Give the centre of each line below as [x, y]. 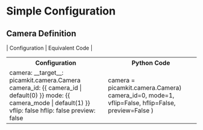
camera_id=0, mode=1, [141, 95]
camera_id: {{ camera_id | [46, 88]
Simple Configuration [61, 11]
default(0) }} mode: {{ [40, 95]
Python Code [151, 63]
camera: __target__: [37, 73]
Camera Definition [41, 34]
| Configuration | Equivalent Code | [49, 48]
